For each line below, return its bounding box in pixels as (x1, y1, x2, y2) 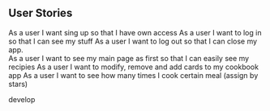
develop (8, 94, 36, 104)
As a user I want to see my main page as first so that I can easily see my (8, 53, 250, 63)
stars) (8, 79, 28, 88)
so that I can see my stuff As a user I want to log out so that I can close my (8, 36, 258, 46)
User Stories (8, 6, 73, 20)
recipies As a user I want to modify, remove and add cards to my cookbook (8, 62, 259, 72)
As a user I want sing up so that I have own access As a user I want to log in (8, 27, 262, 37)
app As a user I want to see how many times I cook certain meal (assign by (8, 70, 259, 80)
